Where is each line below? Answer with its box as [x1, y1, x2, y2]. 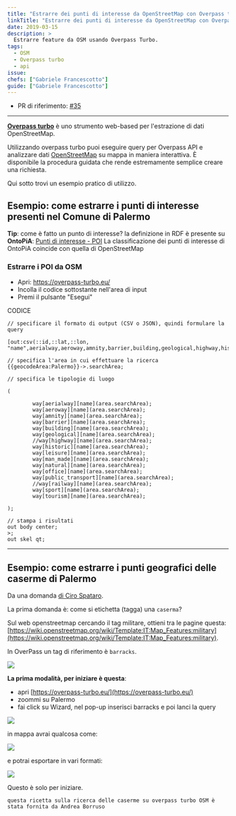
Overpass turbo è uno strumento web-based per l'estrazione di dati [7, 122, 205, 130]
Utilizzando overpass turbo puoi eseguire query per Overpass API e [7, 143, 204, 152]
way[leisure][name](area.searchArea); [32, 450, 146, 457]
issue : [7, 69, 27, 76]
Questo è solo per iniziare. [7, 784, 84, 792]
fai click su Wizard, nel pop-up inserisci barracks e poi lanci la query [17, 703, 216, 712]
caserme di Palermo [7, 572, 97, 585]
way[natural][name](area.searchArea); [32, 462, 146, 469]
